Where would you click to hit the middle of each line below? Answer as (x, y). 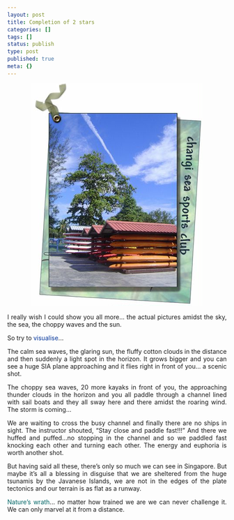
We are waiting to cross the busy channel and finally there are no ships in (117, 423)
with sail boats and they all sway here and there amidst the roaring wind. (117, 402)
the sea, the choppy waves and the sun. (64, 324)
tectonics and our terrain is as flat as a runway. (74, 488)
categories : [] (29, 29)
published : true (31, 59)
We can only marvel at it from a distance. (66, 509)
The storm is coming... (39, 409)
